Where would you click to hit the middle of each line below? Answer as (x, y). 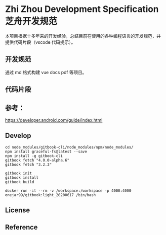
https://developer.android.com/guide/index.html (54, 120)
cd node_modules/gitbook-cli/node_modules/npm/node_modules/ (69, 147)
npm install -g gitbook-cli (34, 156)
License (18, 210)
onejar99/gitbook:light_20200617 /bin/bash (51, 195)
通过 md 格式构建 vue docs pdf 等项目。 (46, 72)
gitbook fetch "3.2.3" (28, 164)
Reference (21, 227)
